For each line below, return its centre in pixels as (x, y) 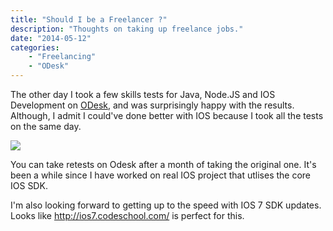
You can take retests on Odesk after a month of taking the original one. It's (163, 164)
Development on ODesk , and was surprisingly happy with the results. (152, 105)
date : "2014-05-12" (51, 38)
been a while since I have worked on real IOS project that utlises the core (161, 175)
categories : (35, 47)
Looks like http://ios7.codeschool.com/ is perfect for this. (127, 215)
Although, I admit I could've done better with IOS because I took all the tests (167, 115)
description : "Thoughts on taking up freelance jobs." (127, 29)
